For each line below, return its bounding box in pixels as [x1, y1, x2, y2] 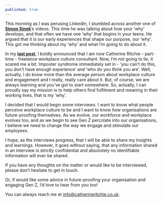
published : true [5, 7, 38, 12]
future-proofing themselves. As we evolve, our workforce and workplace [5, 112, 152, 118]
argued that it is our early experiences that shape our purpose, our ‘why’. [5, 36, 152, 42]
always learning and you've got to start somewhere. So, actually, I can [5, 81, 147, 88]
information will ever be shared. [5, 152, 69, 159]
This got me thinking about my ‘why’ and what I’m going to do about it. [5, 41, 147, 47]
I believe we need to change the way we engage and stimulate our [5, 122, 139, 128]
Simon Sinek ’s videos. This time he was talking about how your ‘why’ [5, 25, 144, 32]
